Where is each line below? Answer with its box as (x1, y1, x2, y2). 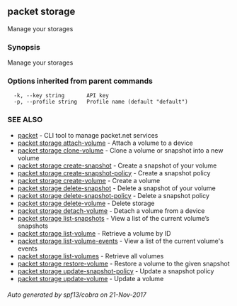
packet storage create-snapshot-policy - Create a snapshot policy (17, 168, 211, 177)
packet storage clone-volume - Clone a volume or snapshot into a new (17, 146, 224, 155)
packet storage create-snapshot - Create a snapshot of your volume (17, 161, 217, 170)
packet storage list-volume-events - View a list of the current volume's (17, 236, 224, 245)
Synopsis (7, 42, 40, 52)
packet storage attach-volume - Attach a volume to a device (17, 138, 193, 147)
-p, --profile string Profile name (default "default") (13, 99, 189, 106)
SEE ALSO (7, 115, 43, 125)
